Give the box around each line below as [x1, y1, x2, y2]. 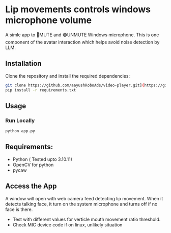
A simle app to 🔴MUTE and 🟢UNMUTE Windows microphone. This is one [5, 32, 159, 38]
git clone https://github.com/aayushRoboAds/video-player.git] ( [5, 83, 145, 88]
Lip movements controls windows [5, 4, 151, 15]
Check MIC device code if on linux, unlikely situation [12, 221, 123, 228]
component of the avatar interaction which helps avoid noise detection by [5, 39, 160, 45]
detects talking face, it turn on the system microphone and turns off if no [5, 201, 158, 207]
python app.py [5, 129, 36, 134]
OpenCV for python [12, 161, 54, 168]
